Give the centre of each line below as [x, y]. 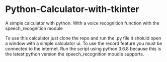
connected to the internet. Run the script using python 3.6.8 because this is [83, 48]
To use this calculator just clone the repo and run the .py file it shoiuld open [83, 38]
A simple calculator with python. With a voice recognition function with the [82, 23]
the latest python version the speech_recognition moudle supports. [75, 54]
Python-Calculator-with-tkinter [72, 9]
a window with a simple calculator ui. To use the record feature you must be [84, 43]
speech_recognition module [34, 28]
